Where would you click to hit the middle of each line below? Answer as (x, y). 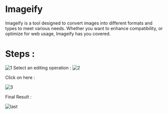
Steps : (20, 54)
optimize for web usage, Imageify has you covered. (58, 33)
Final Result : (18, 96)
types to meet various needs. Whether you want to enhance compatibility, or (84, 28)
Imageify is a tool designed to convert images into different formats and (79, 23)
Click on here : (20, 77)
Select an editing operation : (42, 67)
